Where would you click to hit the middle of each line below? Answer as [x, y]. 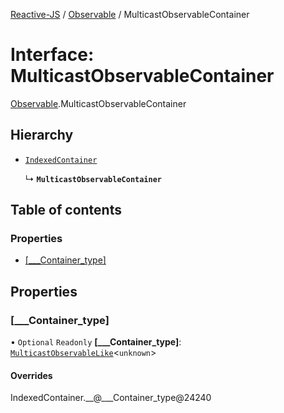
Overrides [31, 375]
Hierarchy [42, 135]
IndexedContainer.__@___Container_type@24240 [111, 398]
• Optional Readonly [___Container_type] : [96, 342]
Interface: [52, 55]
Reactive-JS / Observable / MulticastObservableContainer [130, 14]
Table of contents [66, 210]
